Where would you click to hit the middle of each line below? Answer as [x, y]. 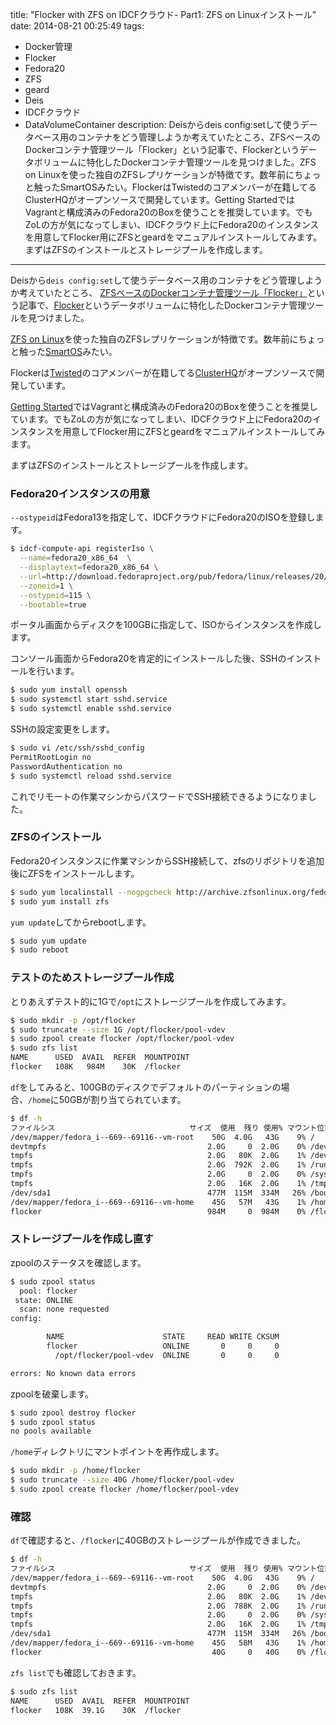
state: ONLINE [44, 1300]
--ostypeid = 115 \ [55, 595]
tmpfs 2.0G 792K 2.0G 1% [158, 1165]
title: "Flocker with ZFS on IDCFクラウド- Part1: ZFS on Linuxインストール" [163, 14]
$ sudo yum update [48, 941]
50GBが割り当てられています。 [122, 1099]
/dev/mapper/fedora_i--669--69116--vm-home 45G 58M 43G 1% [158, 1643]
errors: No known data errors [73, 1373]
